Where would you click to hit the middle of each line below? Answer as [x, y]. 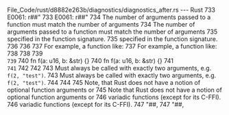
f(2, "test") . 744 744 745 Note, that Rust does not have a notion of [104, 82]
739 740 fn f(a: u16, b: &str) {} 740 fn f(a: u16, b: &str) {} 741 [90, 61]
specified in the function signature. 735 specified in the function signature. [112, 39]
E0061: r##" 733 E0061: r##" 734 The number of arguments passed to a [109, 17]
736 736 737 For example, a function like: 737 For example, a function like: [112, 46]
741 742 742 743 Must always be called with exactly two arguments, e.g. [109, 68]
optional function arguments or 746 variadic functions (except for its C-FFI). [114, 97]
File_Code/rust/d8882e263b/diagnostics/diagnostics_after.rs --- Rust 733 [111, 10]
